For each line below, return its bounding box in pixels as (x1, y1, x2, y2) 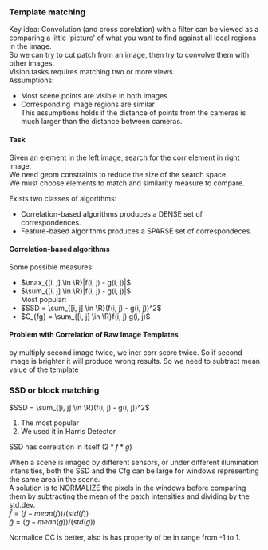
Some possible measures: (9, 262, 94, 272)
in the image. (9, 42, 52, 51)
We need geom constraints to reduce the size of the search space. (9, 169, 228, 179)
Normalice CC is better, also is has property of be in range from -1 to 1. (9, 532, 242, 542)
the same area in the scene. (9, 475, 100, 484)
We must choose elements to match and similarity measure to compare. (9, 178, 246, 188)
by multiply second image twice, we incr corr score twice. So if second (9, 347, 242, 357)
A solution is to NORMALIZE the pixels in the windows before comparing (9, 483, 246, 493)
